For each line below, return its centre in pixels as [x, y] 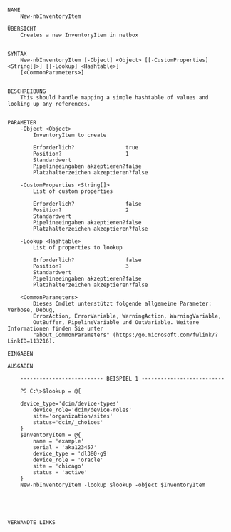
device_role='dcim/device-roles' [83, 410]
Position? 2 [81, 210]
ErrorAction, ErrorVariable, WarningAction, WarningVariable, [127, 316]
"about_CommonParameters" [72, 335]
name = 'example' [58, 441]
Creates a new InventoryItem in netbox [79, 35]
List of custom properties [73, 191]
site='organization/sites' [73, 416]
